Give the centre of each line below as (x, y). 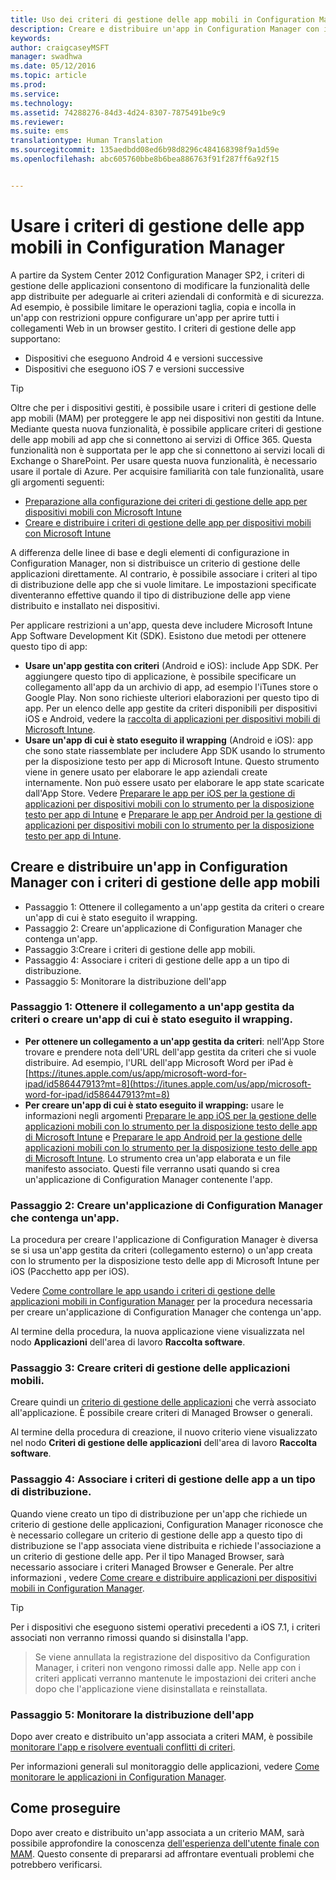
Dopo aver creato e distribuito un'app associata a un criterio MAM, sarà (157, 1832)
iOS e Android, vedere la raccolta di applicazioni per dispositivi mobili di (172, 718)
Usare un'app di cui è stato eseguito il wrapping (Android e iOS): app (169, 740)
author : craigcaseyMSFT (60, 47)
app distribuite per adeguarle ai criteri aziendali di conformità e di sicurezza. (167, 296)
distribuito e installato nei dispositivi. (85, 605)
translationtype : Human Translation (86, 141)
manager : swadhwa (46, 57)
